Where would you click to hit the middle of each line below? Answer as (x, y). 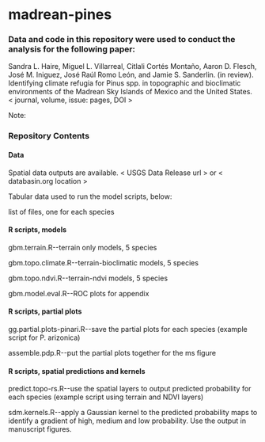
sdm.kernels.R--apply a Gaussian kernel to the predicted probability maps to (133, 413)
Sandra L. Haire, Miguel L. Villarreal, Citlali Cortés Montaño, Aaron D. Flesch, (132, 67)
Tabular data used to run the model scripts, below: (90, 196)
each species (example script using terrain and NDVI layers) (106, 397)
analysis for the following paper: (72, 49)
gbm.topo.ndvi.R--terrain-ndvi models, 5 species (88, 278)
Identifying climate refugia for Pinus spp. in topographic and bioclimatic (125, 83)
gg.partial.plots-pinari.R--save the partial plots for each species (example (128, 330)
